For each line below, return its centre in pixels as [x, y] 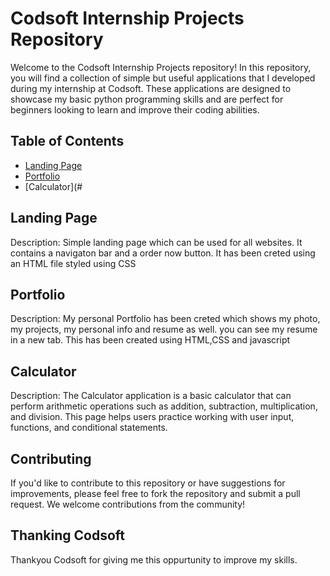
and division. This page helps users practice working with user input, [152, 417]
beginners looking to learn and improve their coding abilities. [135, 109]
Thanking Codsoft [68, 535]
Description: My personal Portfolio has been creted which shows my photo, [165, 319]
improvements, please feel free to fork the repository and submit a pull [155, 493]
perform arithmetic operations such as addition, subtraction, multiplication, [164, 406]
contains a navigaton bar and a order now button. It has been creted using [163, 253]
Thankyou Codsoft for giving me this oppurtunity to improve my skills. [154, 559]
